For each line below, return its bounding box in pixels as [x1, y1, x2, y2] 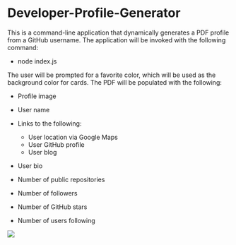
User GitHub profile [28, 140, 85, 149]
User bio [17, 161, 43, 170]
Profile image [17, 92, 57, 100]
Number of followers [17, 189, 78, 197]
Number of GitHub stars [17, 203, 88, 211]
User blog [28, 148, 57, 156]
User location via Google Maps [28, 133, 118, 141]
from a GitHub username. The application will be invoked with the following [7, 35, 226, 44]
